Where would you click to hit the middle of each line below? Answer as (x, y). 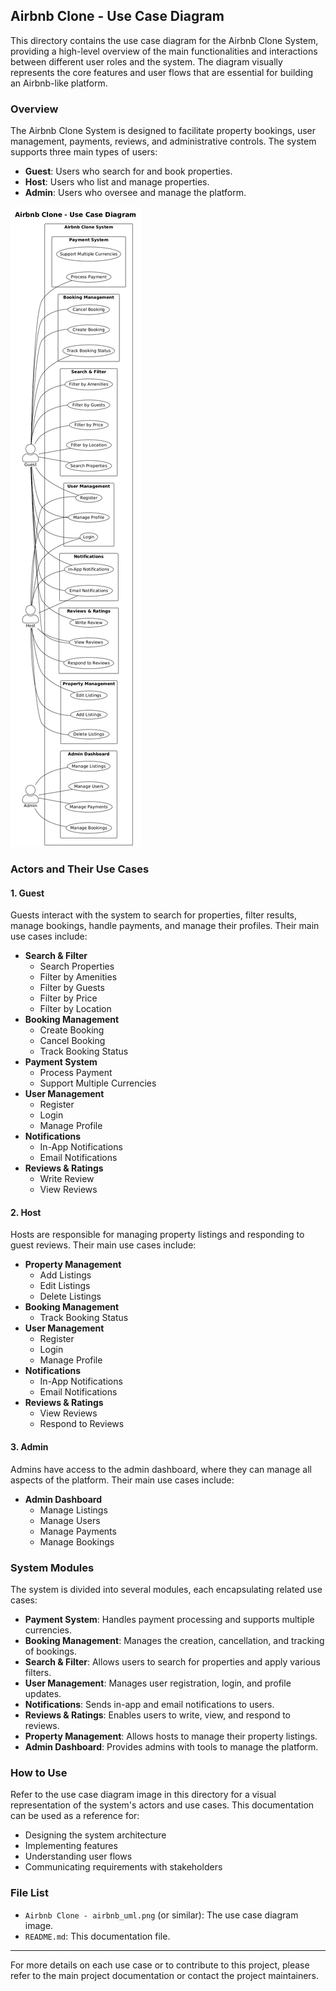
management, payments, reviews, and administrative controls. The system (163, 141)
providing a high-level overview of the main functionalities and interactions (164, 51)
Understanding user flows (78, 1856)
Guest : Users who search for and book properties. (128, 171)
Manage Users (70, 1520)
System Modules (52, 1567)
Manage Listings (73, 1510)
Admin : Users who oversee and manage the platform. (135, 193)
